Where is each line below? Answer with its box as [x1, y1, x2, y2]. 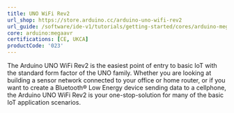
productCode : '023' [7, 42, 64, 49]
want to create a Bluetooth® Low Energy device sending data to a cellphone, [7, 84, 226, 92]
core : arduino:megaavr [7, 29, 73, 37]
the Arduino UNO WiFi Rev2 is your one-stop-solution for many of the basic [7, 91, 224, 99]
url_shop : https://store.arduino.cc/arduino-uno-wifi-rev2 [7, 17, 182, 24]
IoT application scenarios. [7, 98, 81, 106]
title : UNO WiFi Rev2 [7, 10, 70, 17]
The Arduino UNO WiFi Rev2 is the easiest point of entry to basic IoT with [7, 62, 217, 69]
